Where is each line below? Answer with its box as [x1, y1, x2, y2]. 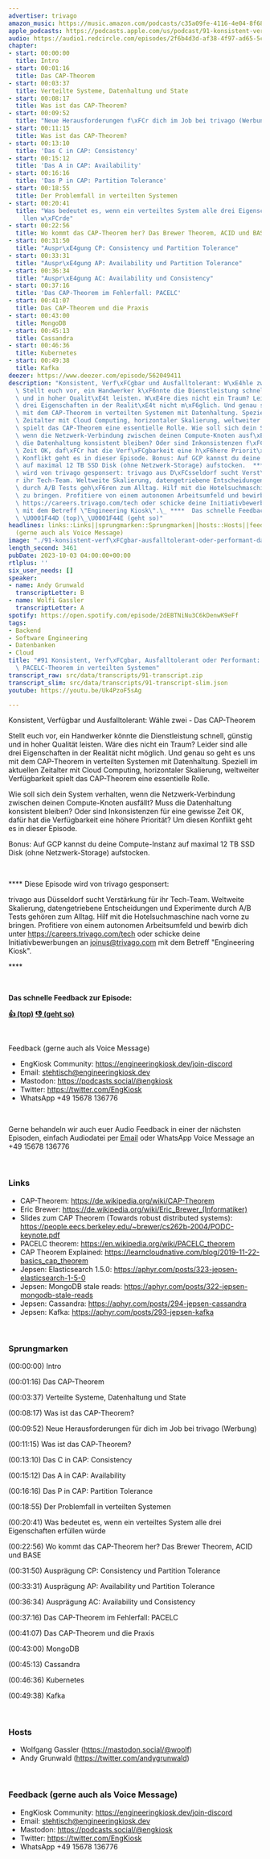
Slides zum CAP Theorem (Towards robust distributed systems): [19, 1212, 233, 1222]
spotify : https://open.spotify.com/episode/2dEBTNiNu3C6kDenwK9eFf [8, 611, 239, 619]
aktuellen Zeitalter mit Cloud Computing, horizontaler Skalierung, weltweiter [8, 765, 260, 775]
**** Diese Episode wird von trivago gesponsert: [8, 880, 170, 889]
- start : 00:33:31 [8, 252, 70, 260]
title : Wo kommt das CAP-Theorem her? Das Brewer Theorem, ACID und [15, 229, 250, 238]
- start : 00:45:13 [8, 326, 70, 335]
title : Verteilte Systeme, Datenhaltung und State [15, 86, 189, 95]
